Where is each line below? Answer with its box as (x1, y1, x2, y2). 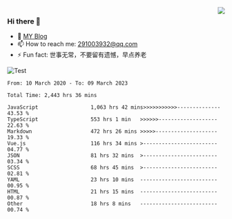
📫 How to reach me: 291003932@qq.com (17, 40, 138, 48)
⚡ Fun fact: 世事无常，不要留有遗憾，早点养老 (17, 51, 147, 59)
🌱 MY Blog (17, 32, 48, 41)
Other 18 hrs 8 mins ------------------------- (7, 200, 217, 207)
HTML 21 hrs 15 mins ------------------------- (7, 189, 217, 196)
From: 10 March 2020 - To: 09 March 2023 (7, 80, 128, 87)
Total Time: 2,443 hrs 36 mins (7, 92, 97, 99)
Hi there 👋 (7, 17, 41, 26)
